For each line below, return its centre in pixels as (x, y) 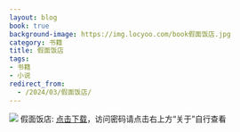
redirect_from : (37, 84)
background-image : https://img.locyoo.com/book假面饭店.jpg (120, 34)
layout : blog (33, 17)
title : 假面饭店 (36, 51)
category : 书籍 (36, 42)
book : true (29, 26)
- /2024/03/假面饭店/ (54, 92)
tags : (19, 59)
